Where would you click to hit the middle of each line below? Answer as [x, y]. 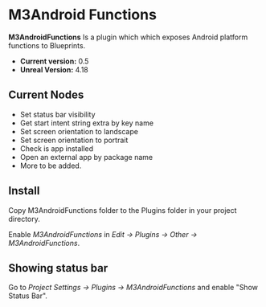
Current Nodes [46, 95]
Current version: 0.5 [54, 61]
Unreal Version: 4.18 [54, 69]
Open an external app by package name [86, 157]
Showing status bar [58, 268]
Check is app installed [57, 148]
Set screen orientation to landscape [79, 131]
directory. [24, 219]
